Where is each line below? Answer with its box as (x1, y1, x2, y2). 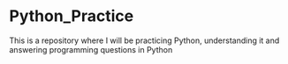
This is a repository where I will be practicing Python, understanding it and (9, 35, 280, 46)
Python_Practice (9, 6, 134, 26)
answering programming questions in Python (9, 44, 173, 54)
